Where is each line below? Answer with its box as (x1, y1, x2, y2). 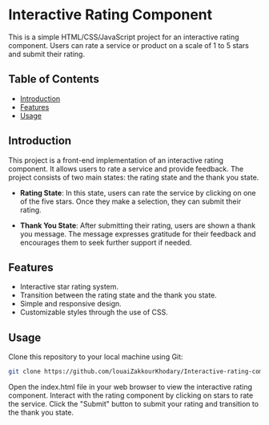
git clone (8, 367, 42, 376)
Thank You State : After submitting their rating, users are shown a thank (19, 221, 256, 230)
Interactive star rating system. (19, 282, 118, 292)
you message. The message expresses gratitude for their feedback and (19, 229, 256, 238)
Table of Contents (8, 72, 100, 86)
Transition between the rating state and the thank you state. (19, 290, 218, 300)
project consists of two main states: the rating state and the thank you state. (8, 172, 259, 182)
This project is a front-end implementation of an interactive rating (8, 155, 224, 165)
